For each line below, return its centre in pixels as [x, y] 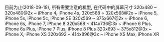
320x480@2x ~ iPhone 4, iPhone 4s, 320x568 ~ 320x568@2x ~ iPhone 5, [81, 13]
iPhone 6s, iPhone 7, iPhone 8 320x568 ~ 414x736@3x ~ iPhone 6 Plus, [79, 23]
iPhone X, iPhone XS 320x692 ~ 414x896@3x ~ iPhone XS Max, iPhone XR [82, 34]
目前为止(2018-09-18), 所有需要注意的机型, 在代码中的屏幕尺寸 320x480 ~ [81, 7]
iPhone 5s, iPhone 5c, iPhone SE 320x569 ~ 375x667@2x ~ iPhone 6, [76, 18]
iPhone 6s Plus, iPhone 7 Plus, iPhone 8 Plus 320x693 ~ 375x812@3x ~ [78, 29]
